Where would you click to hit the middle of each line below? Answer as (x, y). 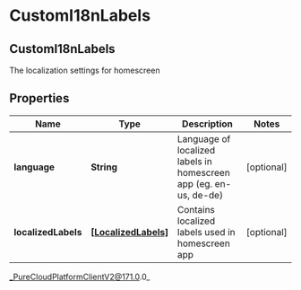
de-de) (208, 195)
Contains (196, 209)
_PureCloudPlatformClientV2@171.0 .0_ (80, 277)
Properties (39, 98)
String (104, 167)
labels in (195, 161)
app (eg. (195, 183)
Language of (204, 138)
